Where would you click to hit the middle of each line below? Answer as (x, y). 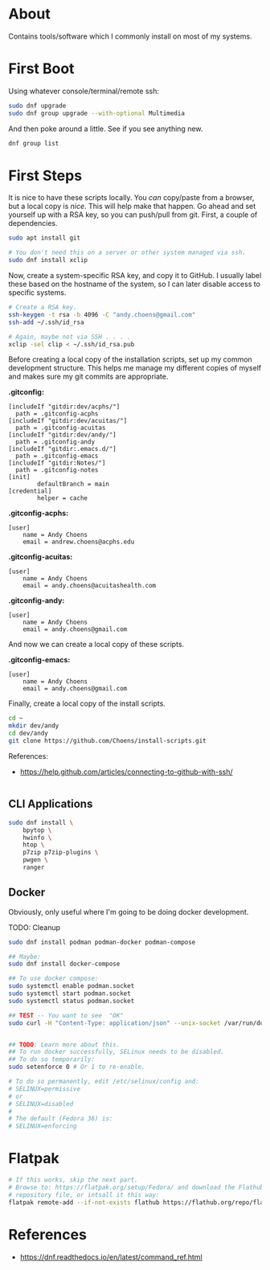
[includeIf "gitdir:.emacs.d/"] (62, 449)
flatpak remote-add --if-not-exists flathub (84, 1202)
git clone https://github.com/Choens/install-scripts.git (107, 741)
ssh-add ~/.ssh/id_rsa (46, 322)
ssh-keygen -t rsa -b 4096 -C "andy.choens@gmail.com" (102, 314)
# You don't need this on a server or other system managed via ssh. (127, 253)
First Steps (45, 176)
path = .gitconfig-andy (55, 442)
